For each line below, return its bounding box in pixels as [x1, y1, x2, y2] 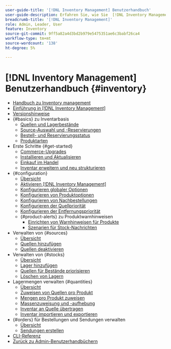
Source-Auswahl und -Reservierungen [20, 127, 101, 133]
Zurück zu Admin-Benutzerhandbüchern [12, 338, 98, 344]
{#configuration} [12, 170, 48, 176]
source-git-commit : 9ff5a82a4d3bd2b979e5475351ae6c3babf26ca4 [5, 31, 140, 36]
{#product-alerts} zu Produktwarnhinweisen [20, 213, 113, 219]
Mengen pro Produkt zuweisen [20, 294, 85, 301]
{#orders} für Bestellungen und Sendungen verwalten [12, 316, 126, 322]
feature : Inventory [5, 27, 47, 32]
